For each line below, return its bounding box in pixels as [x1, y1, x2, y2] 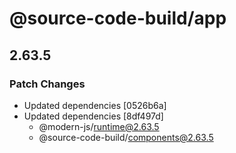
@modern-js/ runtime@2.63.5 [38, 120, 160, 132]
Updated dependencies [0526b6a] [23, 99, 167, 111]
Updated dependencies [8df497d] [23, 110, 164, 122]
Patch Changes [9, 77, 86, 91]
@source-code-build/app [9, 7, 227, 30]
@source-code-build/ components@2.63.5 [38, 131, 214, 143]
